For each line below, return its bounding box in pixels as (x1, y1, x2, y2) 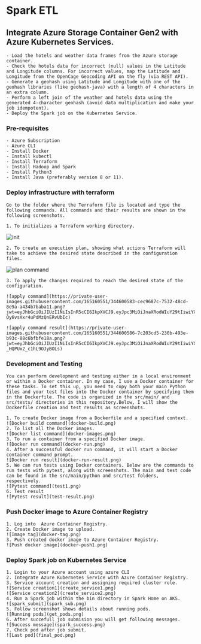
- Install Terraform (6, 159, 58, 165)
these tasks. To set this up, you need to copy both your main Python (6, 383, 186, 389)
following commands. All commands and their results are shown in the (6, 207, 186, 213)
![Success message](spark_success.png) (6, 622, 106, 628)
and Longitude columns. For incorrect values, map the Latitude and (6, 68, 181, 74)
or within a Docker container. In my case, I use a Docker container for (6, 378, 194, 384)
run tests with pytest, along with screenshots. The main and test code (6, 467, 191, 473)
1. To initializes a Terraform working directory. (6, 223, 135, 229)
